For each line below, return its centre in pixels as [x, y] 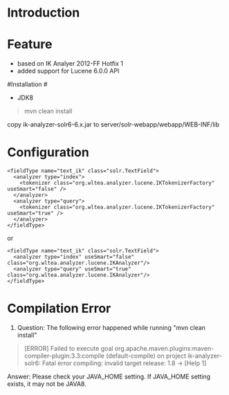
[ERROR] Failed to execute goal [68, 348]
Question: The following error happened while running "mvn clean [111, 328]
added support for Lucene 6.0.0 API [68, 71]
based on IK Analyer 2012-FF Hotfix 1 [70, 64]
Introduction [44, 13]
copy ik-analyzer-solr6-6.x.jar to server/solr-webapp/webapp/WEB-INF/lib [113, 125]
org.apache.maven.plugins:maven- [164, 348]
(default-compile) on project [146, 356]
